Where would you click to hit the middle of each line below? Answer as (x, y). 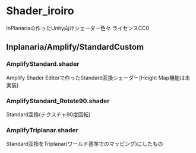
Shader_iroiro (40, 11)
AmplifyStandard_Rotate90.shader (58, 101)
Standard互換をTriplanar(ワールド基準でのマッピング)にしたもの (85, 144)
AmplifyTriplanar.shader (42, 130)
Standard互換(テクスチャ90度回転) (48, 114)
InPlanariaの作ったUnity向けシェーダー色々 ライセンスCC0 (78, 28)
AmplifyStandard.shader (43, 64)
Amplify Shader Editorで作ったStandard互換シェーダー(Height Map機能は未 (98, 78)
